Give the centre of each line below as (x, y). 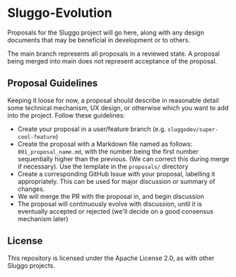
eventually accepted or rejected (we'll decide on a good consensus (116, 211)
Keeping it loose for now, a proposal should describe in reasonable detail (113, 100)
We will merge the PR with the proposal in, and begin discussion (111, 196)
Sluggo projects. (31, 265)
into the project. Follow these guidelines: (66, 115)
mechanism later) (43, 218)
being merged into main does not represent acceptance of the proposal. (112, 61)
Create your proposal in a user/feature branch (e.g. (92, 129)
